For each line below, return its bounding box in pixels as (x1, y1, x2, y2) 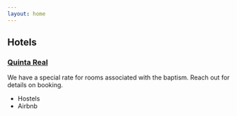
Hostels (17, 94, 40, 103)
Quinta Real (7, 57, 48, 67)
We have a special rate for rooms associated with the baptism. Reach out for (7, 73, 230, 82)
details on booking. (7, 81, 64, 89)
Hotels (7, 37, 37, 49)
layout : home (7, 10, 46, 18)
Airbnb (17, 102, 37, 110)
